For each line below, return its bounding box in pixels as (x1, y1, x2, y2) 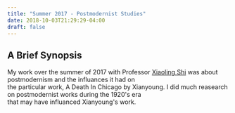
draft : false (7, 23, 46, 30)
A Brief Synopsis (7, 49, 82, 61)
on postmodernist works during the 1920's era (7, 91, 142, 99)
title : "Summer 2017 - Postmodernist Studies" (7, 10, 146, 18)
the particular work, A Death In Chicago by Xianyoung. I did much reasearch (7, 83, 228, 91)
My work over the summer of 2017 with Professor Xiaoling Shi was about (7, 68, 218, 77)
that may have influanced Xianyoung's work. (7, 98, 136, 106)
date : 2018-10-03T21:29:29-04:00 (7, 17, 106, 24)
